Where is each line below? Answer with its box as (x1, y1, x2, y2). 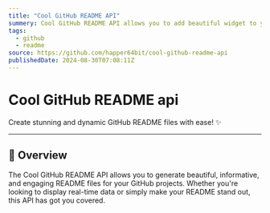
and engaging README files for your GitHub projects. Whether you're (8, 178, 239, 188)
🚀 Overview (8, 149, 67, 163)
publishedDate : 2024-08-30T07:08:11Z (8, 57, 135, 65)
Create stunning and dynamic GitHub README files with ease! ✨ (8, 117, 222, 127)
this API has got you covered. (8, 195, 106, 205)
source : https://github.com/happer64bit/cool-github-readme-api (8, 49, 228, 57)
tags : (8, 26, 27, 34)
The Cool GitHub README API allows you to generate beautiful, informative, (8, 170, 260, 179)
